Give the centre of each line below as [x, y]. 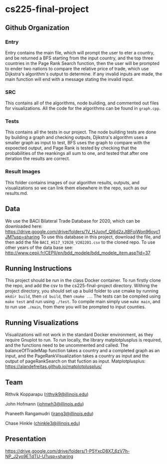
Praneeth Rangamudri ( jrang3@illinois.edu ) [49, 414]
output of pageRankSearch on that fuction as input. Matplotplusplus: [76, 361]
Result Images [23, 172]
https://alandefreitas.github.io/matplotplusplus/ [54, 367]
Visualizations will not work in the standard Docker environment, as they [79, 335]
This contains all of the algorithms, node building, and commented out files [82, 103]
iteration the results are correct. [38, 159]
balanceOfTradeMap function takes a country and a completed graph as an [83, 351]
